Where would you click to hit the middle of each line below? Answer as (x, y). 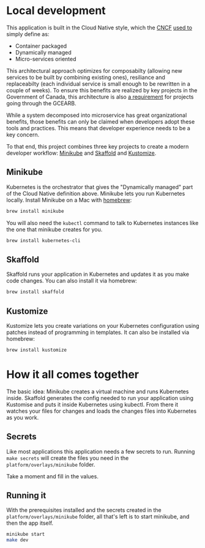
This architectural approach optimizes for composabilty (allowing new (94, 70)
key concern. (23, 135)
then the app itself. (30, 523)
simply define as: (28, 34)
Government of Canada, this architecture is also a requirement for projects (100, 97)
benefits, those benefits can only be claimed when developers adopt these (101, 121)
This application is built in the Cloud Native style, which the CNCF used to (99, 28)
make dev (17, 540)
